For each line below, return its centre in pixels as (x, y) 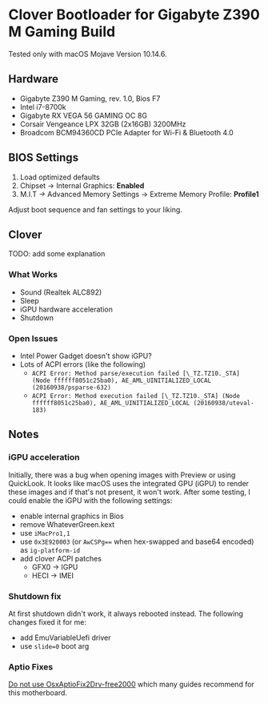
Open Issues (33, 338)
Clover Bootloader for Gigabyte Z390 (134, 15)
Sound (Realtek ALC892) (61, 292)
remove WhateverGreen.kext (67, 524)
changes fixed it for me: (47, 622)
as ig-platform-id (50, 549)
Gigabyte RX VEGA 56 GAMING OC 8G (84, 115)
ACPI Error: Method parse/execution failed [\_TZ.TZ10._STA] (136, 373)
